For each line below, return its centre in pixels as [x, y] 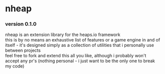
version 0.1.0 [21, 24]
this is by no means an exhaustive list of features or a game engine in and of [83, 40]
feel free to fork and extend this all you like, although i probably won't [76, 56]
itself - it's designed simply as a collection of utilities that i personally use [80, 45]
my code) [15, 66]
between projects [23, 50]
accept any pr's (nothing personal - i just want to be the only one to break [80, 61]
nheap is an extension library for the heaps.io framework [63, 35]
